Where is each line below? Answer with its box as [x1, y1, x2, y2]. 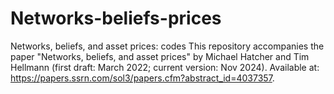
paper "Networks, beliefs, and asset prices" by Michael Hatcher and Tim [10, 50, 310, 62]
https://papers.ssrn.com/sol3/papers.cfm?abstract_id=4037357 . [10, 72, 275, 84]
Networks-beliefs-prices [10, 7, 222, 30]
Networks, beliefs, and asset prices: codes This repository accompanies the [10, 40, 325, 52]
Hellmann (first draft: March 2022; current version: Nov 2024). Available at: [10, 61, 320, 73]
